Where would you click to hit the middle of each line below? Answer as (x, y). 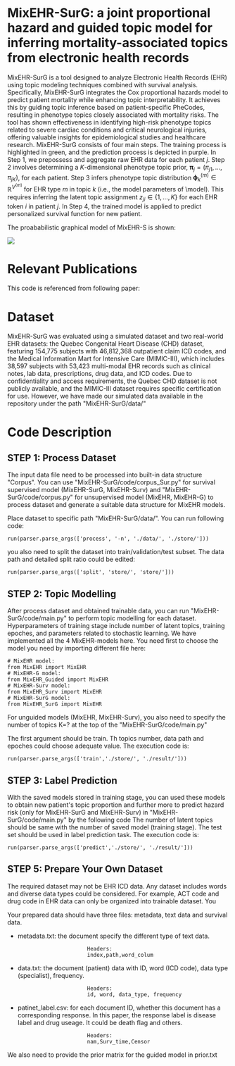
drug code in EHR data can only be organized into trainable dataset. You (112, 901)
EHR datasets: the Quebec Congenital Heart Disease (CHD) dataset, (106, 344)
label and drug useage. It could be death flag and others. (100, 1022)
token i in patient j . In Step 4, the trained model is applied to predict (104, 206)
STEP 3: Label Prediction (62, 780)
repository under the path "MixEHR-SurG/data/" (77, 403)
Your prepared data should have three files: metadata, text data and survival (118, 915)
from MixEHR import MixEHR (47, 667)
